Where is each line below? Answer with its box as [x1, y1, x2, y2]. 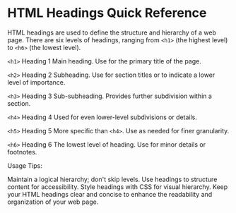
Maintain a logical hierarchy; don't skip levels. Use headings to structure [7, 175, 218, 183]
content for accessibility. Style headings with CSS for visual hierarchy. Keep [7, 182, 228, 191]
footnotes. [7, 147, 37, 156]
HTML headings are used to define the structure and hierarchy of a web [7, 28, 217, 37]
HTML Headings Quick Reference [7, 5, 207, 21]
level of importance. [7, 78, 66, 86]
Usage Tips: [7, 161, 42, 170]
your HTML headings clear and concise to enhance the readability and [7, 190, 213, 198]
